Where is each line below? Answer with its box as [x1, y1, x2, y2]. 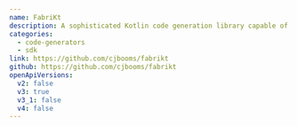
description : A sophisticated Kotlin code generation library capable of [9, 21, 289, 30]
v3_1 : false [17, 95, 62, 105]
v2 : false [17, 79, 53, 88]
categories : [9, 29, 53, 38]
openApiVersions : [9, 71, 74, 80]
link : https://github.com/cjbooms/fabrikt [9, 54, 169, 63]
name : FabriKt [9, 12, 62, 22]
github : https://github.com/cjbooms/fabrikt [9, 63, 177, 72]
